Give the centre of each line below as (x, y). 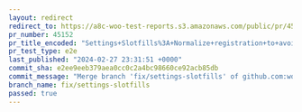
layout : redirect (41, 18)
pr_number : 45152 (41, 34)
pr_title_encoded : (43, 43)
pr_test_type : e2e (43, 51)
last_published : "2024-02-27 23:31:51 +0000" (95, 60)
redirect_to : (33, 26)
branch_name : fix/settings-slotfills (79, 85)
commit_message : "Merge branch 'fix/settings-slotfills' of (124, 77)
